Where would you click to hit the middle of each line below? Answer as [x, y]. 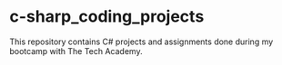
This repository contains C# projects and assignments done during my [141, 42]
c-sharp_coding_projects [107, 17]
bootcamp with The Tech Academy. [76, 51]
